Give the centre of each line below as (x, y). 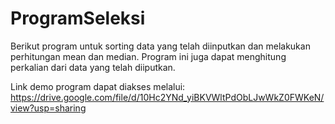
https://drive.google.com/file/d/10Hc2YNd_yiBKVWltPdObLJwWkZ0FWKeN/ (167, 97)
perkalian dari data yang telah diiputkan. (93, 67)
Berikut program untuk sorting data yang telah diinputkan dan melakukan (160, 46)
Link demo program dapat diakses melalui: (98, 86)
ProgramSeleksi (78, 18)
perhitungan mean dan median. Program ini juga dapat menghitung (148, 56)
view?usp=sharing (48, 108)
